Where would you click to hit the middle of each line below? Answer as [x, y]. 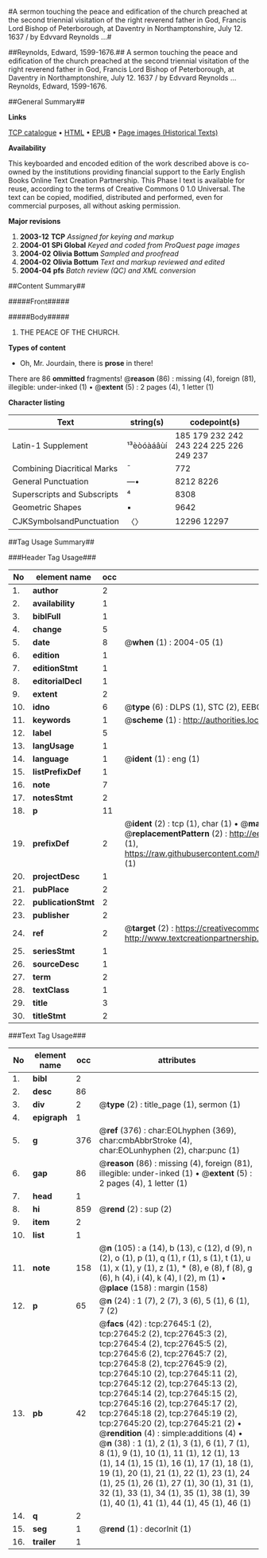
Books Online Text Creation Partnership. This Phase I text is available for [126, 180]
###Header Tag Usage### [52, 557]
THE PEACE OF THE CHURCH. [70, 332]
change [47, 629]
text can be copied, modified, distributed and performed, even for [116, 197]
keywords [52, 720]
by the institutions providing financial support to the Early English [139, 172]
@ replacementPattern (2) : [176, 834]
